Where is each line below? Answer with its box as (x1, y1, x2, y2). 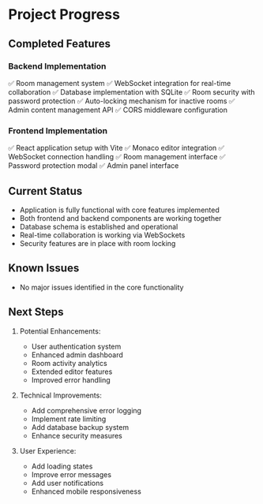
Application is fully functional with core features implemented (19, 205, 220, 215)
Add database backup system (31, 422, 129, 431)
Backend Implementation (8, 61, 107, 72)
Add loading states (31, 461, 93, 471)
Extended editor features (31, 367, 113, 376)
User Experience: (19, 446, 77, 455)
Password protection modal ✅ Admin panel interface (8, 161, 179, 170)
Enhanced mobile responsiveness (31, 487, 142, 496)
